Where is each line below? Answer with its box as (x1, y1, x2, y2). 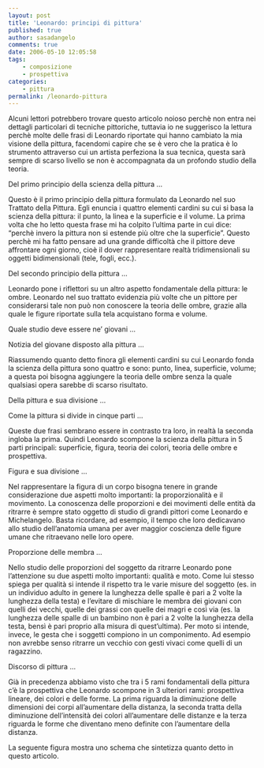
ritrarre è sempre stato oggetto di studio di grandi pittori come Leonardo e (8, 507, 248, 517)
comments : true (8, 41, 58, 49)
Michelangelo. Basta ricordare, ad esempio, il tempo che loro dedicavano (8, 515, 246, 525)
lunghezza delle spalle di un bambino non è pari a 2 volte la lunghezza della (8, 613, 254, 623)
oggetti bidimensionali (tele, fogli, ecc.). (8, 253, 136, 263)
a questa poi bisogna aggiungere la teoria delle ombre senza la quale (8, 372, 232, 381)
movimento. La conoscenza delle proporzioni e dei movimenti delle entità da (8, 499, 256, 508)
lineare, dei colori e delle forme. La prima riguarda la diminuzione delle (8, 694, 237, 703)
